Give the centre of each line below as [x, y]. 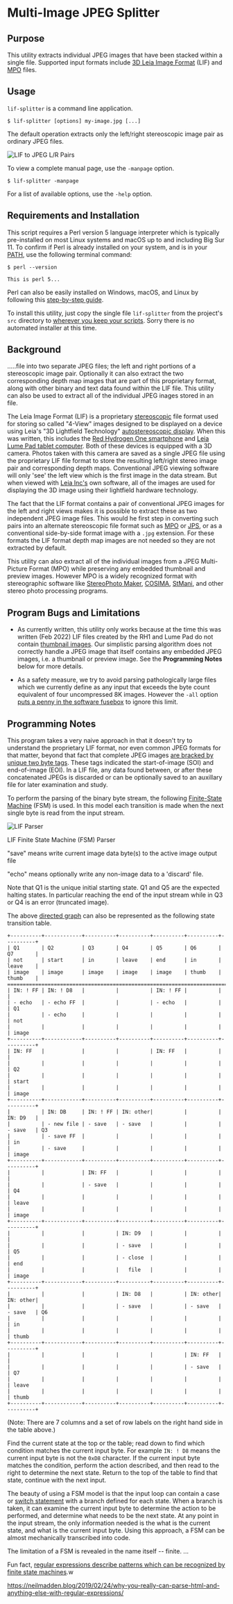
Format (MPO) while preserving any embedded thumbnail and [117, 569]
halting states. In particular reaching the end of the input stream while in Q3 [115, 895]
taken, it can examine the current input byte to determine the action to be [112, 1508]
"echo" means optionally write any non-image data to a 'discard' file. [105, 874]
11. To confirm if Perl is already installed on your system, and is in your [107, 247]
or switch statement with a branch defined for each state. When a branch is [115, 1501]
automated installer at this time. [52, 328]
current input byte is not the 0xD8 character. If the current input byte [104, 1458]
